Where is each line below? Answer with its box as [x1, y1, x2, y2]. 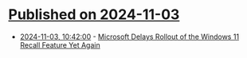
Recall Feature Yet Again [19, 40, 101, 49]
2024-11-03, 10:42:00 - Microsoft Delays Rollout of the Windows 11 [19, 32, 240, 41]
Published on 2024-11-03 [8, 6, 180, 24]
